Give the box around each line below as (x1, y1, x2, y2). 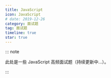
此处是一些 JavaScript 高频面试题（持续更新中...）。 (5, 59, 109, 65)
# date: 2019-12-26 (5, 16, 45, 21)
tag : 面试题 (5, 26, 28, 31)
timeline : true (5, 30, 37, 35)
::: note (5, 48, 20, 55)
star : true (5, 35, 28, 40)
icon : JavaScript (5, 12, 41, 17)
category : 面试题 (5, 21, 38, 26)
